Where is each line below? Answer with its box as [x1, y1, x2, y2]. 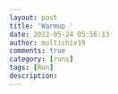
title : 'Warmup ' [9, 21, 74, 30]
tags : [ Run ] [9, 64, 54, 73]
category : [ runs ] [9, 55, 74, 64]
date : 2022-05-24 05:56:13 [9, 30, 110, 38]
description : [9, 72, 58, 81]
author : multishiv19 [9, 38, 87, 47]
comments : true [9, 47, 66, 56]
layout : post [9, 13, 58, 22]
